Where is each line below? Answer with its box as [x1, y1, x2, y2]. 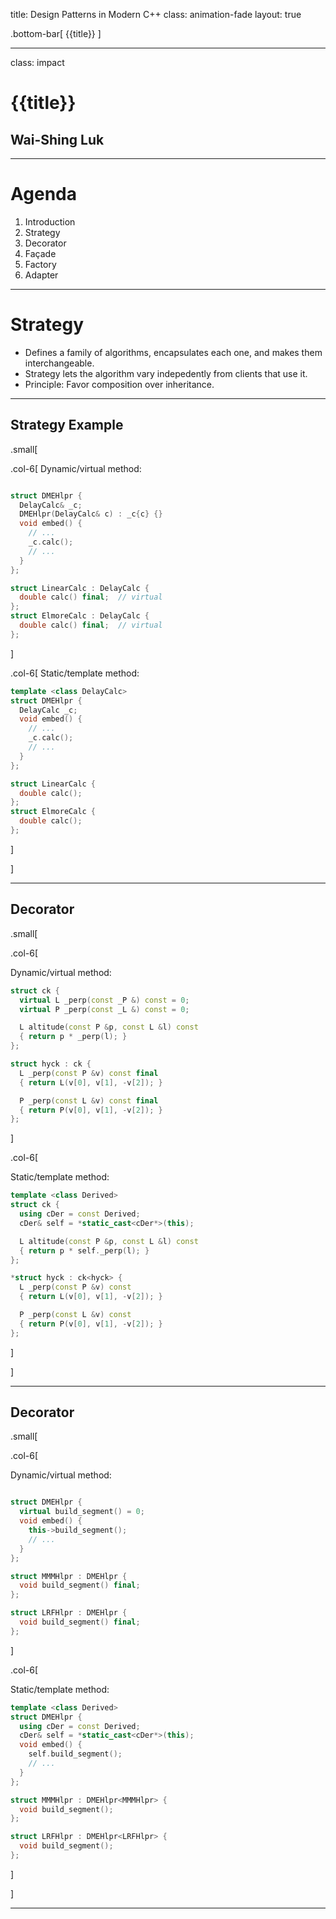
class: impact [10, 57, 65, 68]
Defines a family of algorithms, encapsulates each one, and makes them [24, 346, 323, 358]
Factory [24, 258, 57, 270]
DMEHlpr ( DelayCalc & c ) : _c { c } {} [19, 509, 163, 519]
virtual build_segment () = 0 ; [19, 1507, 145, 1517]
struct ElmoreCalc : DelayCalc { [10, 611, 150, 621]
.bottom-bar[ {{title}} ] [10, 28, 102, 39]
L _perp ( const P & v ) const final [19, 1068, 159, 1078]
